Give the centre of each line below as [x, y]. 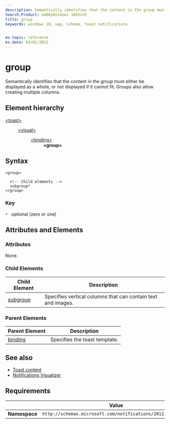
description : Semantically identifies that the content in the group [80, 10]
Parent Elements [26, 318]
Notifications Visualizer [37, 375]
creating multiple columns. [33, 92]
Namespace [23, 414]
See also [19, 357]
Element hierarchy [35, 108]
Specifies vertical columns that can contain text [101, 296]
